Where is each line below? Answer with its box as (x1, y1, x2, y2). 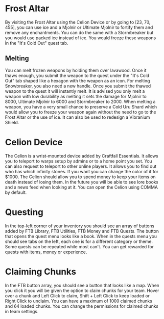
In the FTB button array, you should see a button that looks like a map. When (5, 282, 160, 288)
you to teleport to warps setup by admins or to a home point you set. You (5, 158, 153, 164)
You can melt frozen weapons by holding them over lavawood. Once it (5, 67, 147, 73)
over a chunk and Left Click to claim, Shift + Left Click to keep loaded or (5, 292, 150, 298)
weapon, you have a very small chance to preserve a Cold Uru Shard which (5, 104, 157, 109)
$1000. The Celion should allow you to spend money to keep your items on (5, 174, 156, 180)
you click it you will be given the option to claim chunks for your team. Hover (5, 288, 160, 293)
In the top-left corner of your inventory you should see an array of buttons (5, 223, 155, 229)
